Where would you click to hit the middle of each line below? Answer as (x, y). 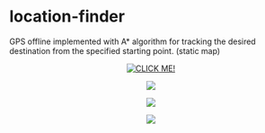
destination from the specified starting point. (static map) (115, 50)
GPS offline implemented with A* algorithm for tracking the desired (132, 41)
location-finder (67, 17)
